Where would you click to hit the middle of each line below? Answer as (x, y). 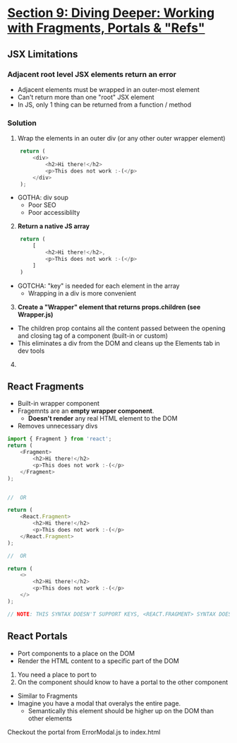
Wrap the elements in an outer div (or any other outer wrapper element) (121, 139)
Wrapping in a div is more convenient (82, 293)
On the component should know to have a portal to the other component (123, 682)
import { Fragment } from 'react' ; (60, 439)
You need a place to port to (57, 674)
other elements (50, 718)
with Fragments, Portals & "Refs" (106, 28)
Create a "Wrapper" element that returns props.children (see (109, 307)
